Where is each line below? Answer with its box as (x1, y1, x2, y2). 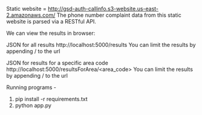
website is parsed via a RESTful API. (6, 18, 97, 25)
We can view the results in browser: (6, 30, 96, 37)
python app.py (15, 102, 51, 109)
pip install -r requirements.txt (15, 96, 88, 102)
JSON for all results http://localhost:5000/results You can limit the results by (6, 42, 196, 48)
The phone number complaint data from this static (56, 11, 181, 19)
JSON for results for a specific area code (6, 60, 109, 66)
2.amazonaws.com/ (6, 11, 56, 19)
